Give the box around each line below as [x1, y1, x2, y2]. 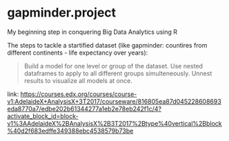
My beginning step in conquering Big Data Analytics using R [7, 28, 178, 36]
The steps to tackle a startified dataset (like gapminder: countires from [7, 41, 208, 49]
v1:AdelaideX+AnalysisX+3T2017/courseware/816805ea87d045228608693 [7, 97, 222, 105]
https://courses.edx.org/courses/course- [20, 90, 137, 98]
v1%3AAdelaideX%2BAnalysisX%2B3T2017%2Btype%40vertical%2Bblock [7, 119, 222, 127]
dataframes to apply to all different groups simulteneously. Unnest [23, 69, 212, 77]
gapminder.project [7, 5, 117, 21]
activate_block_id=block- [7, 112, 79, 120]
